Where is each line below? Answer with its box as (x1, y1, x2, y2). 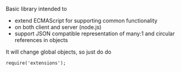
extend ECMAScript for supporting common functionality (14, 17, 158, 24)
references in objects (14, 37, 68, 43)
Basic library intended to (5, 5, 68, 12)
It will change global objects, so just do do (5, 48, 112, 56)
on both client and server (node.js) (14, 24, 102, 31)
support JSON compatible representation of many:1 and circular (14, 30, 175, 37)
